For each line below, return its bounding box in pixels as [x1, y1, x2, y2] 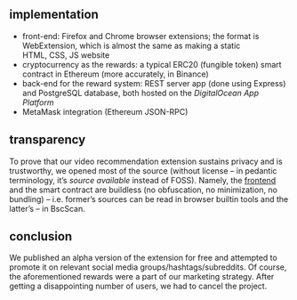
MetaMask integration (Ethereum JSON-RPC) [21, 106, 189, 117]
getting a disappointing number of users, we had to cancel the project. [9, 280, 268, 292]
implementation [9, 7, 100, 22]
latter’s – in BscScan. [9, 203, 86, 214]
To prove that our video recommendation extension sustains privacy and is [9, 156, 283, 166]
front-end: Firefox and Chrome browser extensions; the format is [21, 30, 260, 41]
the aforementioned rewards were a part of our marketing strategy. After [9, 272, 275, 282]
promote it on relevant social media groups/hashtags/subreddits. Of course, [9, 262, 287, 272]
